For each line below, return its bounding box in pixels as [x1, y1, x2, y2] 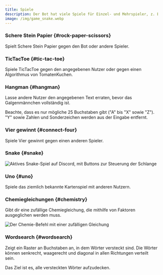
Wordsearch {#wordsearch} [5, 234, 73, 241]
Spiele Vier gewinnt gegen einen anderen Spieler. [5, 137, 104, 143]
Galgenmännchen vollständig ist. [5, 100, 70, 106]
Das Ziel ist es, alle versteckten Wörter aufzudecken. [5, 264, 111, 270]
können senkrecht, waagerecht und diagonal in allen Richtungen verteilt [5, 250, 149, 256]
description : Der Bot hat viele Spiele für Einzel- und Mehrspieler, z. [5, 12, 155, 17]
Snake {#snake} [5, 150, 44, 156]
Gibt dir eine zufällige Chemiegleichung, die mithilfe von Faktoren [5, 207, 136, 213]
